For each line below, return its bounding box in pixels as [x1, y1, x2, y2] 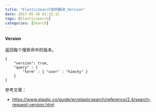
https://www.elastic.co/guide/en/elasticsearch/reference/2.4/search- [12, 96, 151, 102]
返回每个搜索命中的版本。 [5, 47, 56, 53]
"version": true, [14, 61, 49, 66]
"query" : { [14, 65, 38, 70]
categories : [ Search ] [5, 20, 49, 26]
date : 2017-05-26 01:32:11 [5, 12, 60, 16]
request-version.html [12, 102, 54, 108]
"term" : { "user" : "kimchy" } [22, 69, 88, 74]
